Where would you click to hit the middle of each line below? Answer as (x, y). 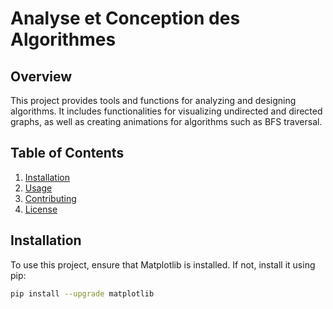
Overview (41, 76)
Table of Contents (67, 153)
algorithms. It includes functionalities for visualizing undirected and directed (166, 111)
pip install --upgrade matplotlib (82, 293)
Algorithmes (63, 39)
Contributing (50, 198)
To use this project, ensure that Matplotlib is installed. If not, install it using (163, 264)
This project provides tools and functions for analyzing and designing (153, 100)
